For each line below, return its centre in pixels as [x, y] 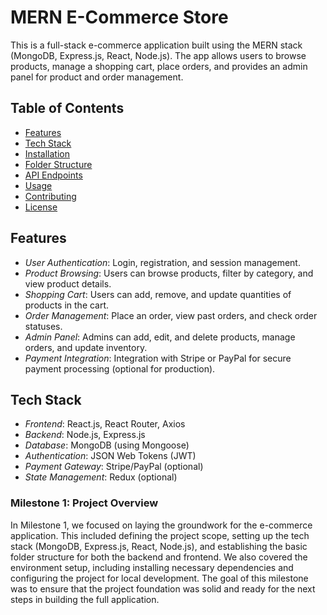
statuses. [43, 326]
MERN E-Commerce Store [119, 17]
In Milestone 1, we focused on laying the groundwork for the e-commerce [161, 525]
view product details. [68, 283]
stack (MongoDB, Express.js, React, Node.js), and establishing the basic [159, 546]
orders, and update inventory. [86, 347]
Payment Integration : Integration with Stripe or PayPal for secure [158, 358]
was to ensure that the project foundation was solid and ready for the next [163, 588]
